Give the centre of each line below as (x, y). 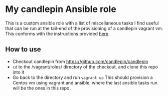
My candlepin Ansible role (61, 9)
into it (18, 72)
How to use (23, 49)
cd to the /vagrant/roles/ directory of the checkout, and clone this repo (85, 66)
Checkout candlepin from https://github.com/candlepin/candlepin (80, 61)
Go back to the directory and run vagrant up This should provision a (82, 77)
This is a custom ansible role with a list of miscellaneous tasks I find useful (82, 23)
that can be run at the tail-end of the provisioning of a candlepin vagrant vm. (84, 28)
